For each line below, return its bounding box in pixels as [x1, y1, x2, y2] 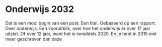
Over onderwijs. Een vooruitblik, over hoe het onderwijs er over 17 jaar [5, 25, 151, 31]
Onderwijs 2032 [5, 3, 74, 15]
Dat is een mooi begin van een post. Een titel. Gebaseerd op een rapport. [5, 20, 156, 26]
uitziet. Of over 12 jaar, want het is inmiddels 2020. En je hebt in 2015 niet [5, 30, 157, 36]
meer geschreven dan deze [5, 36, 62, 42]
